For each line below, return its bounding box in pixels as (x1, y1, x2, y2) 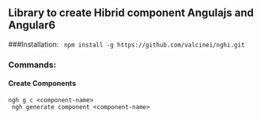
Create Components (8, 79, 77, 88)
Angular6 (8, 19, 56, 32)
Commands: (8, 59, 57, 70)
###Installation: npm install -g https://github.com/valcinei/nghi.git (8, 39, 245, 49)
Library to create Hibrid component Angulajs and (8, 6, 255, 20)
